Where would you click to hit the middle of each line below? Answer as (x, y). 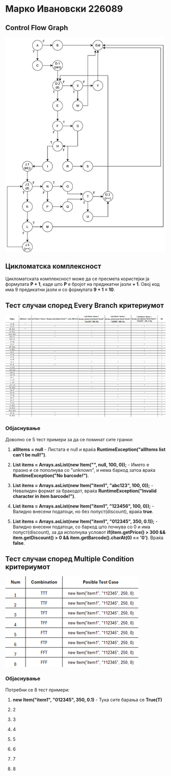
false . (19, 543)
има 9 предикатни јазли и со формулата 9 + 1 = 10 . (60, 289)
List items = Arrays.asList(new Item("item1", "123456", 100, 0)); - (83, 506)
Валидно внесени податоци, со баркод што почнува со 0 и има (81, 527)
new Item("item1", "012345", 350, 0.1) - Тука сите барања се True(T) (87, 700)
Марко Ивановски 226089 (64, 9)
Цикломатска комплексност (53, 266)
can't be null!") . (30, 454)
